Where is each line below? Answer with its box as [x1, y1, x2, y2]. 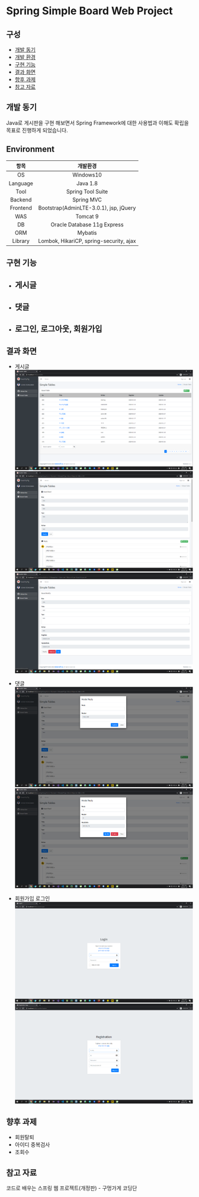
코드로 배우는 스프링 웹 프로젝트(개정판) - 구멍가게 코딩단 [6, 1185, 137, 1192]
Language [8, 179, 34, 187]
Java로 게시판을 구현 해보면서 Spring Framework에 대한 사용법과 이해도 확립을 [6, 119, 190, 126]
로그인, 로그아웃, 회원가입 [14, 324, 102, 334]
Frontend [9, 204, 33, 211]
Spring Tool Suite [66, 188, 108, 195]
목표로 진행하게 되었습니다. [6, 127, 68, 134]
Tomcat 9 [75, 213, 99, 220]
